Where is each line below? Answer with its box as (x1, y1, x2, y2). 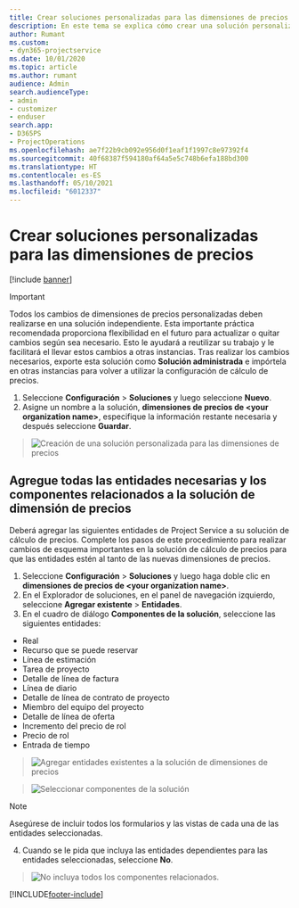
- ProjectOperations (9, 137, 86, 146)
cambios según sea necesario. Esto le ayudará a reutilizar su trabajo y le (9, 336, 275, 348)
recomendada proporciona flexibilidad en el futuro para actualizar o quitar (9, 327, 280, 338)
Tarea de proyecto (21, 664, 90, 674)
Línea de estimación (21, 654, 96, 664)
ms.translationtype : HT (9, 162, 98, 171)
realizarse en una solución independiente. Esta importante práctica (9, 318, 255, 328)
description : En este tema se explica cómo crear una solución (9, 21, 249, 30)
